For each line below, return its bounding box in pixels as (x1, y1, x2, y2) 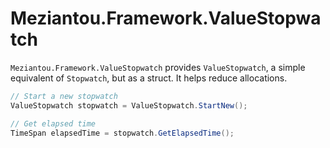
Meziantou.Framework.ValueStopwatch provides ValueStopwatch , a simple (10, 61, 306, 73)
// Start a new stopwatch (10, 91, 118, 101)
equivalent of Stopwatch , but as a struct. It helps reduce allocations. (10, 72, 288, 84)
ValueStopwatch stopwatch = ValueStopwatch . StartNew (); (10, 100, 248, 111)
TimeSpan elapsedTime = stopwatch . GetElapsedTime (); (10, 128, 235, 138)
